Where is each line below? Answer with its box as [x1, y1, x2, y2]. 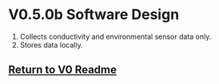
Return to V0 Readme [8, 63, 117, 77]
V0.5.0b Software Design [8, 6, 180, 24]
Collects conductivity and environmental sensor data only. [19, 32, 212, 41]
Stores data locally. [19, 40, 83, 49]
